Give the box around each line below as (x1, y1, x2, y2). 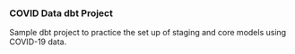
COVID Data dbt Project (9, 7, 114, 19)
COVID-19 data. (9, 36, 67, 47)
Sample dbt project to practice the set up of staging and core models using (9, 27, 287, 38)
